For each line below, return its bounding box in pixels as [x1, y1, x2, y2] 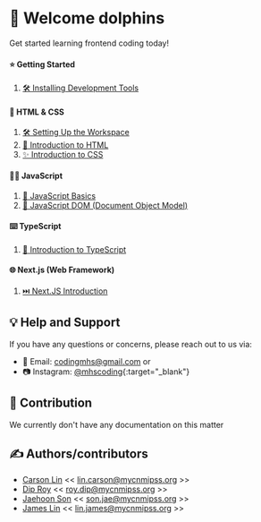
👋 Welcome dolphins [9, 8, 165, 29]
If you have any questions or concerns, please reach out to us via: [9, 338, 253, 349]
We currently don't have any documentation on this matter [9, 419, 224, 430]
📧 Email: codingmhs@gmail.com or [21, 355, 151, 366]
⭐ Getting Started [9, 58, 76, 70]
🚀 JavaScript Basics [21, 190, 97, 201]
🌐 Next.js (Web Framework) [9, 264, 115, 276]
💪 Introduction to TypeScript [21, 244, 127, 254]
